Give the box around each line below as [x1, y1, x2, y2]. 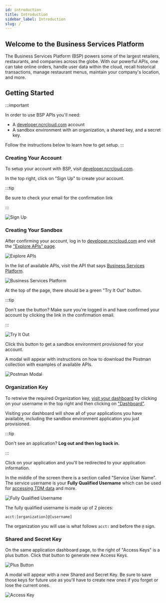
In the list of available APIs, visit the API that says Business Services [5, 263, 145, 269]
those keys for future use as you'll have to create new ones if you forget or [5, 577, 159, 583]
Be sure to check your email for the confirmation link [5, 195, 113, 201]
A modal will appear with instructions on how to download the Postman [5, 356, 151, 362]
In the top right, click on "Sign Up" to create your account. [5, 176, 125, 182]
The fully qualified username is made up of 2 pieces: [5, 504, 114, 510]
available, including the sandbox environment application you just [5, 415, 140, 421]
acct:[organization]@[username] [5, 514, 72, 519]
